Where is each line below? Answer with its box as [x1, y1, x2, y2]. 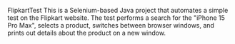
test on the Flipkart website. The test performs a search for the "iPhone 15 [7, 13, 225, 22]
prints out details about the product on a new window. [7, 28, 166, 37]
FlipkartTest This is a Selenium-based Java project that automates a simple [7, 6, 229, 14]
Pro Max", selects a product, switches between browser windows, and [7, 21, 214, 29]
